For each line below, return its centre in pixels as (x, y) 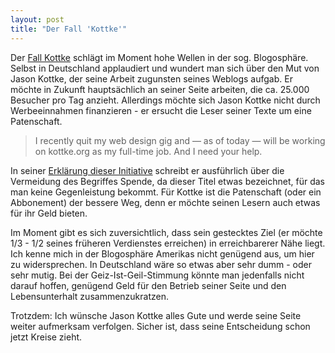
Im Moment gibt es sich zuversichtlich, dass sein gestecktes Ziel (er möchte (166, 232)
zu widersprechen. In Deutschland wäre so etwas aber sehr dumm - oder (161, 264)
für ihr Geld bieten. (49, 213)
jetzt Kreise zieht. (46, 337)
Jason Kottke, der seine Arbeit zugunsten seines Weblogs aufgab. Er (151, 78)
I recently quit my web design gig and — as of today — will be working (180, 140)
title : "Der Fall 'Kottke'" (69, 29)
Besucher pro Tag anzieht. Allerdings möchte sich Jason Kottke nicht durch (165, 100)
